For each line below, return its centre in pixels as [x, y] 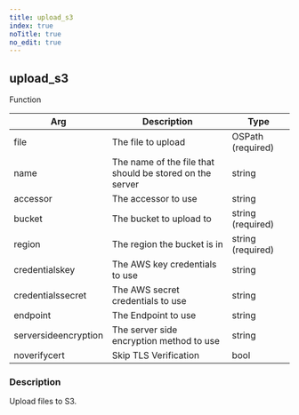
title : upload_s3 [41, 17]
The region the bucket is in [168, 244]
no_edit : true [36, 42]
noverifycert [39, 355]
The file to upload [149, 142]
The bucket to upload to [162, 219]
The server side [145, 330]
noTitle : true [36, 34]
